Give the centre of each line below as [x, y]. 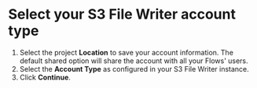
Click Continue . [45, 77]
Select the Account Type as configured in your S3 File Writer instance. [134, 69]
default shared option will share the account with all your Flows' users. [134, 61]
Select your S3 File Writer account [122, 14]
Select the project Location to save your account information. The [127, 52]
